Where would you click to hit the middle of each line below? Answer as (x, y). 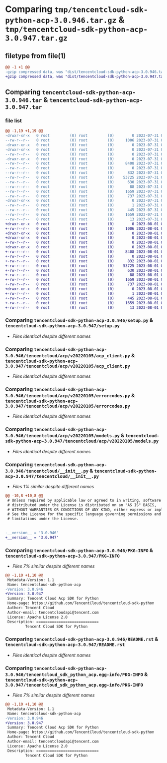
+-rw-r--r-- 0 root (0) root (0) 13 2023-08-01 (82, 308)
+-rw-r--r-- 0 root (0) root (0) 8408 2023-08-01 (82, 252)
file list (14, 120)
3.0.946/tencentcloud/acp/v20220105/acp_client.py (68, 356)
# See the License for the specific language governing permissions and (84, 514)
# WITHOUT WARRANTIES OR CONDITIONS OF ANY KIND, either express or (80, 510)
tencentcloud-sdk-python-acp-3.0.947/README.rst (65, 645)
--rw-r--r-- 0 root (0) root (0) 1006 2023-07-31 (82, 140)
